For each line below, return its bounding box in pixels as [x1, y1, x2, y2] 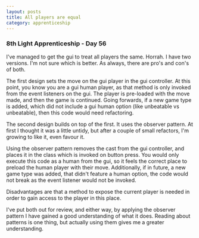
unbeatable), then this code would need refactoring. [6, 109, 134, 116]
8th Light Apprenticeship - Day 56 [6, 39, 107, 48]
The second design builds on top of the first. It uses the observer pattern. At [6, 120, 194, 128]
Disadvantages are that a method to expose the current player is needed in [6, 188, 190, 195]
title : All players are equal [6, 14, 82, 20]
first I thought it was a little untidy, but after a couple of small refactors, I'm [6, 126, 189, 134]
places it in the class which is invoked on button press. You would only [6, 151, 179, 158]
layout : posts [6, 8, 42, 15]
